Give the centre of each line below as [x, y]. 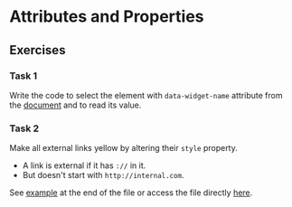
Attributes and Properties [107, 17]
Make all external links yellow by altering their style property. [123, 148]
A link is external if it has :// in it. [84, 165]
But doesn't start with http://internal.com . [103, 175]
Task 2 [24, 128]
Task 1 [24, 76]
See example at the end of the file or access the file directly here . [131, 193]
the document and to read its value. [75, 105]
